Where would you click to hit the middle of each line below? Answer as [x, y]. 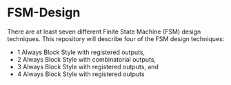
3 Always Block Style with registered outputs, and [88, 66]
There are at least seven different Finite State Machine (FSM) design [104, 32]
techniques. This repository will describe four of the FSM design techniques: [116, 38]
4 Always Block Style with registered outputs [81, 74]
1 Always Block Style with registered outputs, [81, 52]
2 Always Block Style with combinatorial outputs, [87, 59]
